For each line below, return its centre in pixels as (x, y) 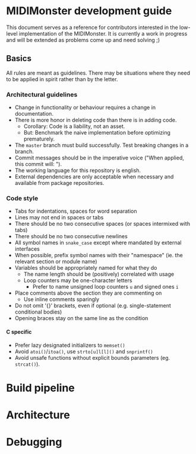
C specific (19, 332)
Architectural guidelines (42, 94)
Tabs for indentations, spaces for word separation (76, 211)
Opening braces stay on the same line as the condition (81, 318)
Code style (22, 198)
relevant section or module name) (56, 261)
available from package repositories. (59, 183)
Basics (19, 58)
